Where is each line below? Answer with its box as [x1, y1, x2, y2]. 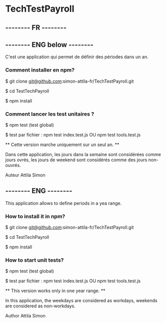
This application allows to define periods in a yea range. [5, 200, 122, 206]
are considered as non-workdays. [5, 303, 76, 309]
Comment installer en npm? [5, 66, 75, 74]
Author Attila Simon [5, 313, 46, 319]
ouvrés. [5, 162, 21, 168]
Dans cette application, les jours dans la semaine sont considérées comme [5, 151, 161, 157]
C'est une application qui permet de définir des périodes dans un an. [5, 54, 149, 60]
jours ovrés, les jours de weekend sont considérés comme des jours [5, 157, 148, 163]
